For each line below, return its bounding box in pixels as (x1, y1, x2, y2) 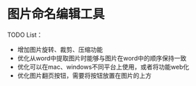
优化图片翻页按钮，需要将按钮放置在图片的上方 (17, 71, 152, 80)
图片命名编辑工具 (7, 6, 106, 22)
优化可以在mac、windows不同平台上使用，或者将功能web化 (17, 62, 190, 71)
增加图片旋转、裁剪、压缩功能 (17, 45, 103, 53)
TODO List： (7, 31, 43, 39)
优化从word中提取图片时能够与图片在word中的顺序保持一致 (17, 53, 187, 62)
